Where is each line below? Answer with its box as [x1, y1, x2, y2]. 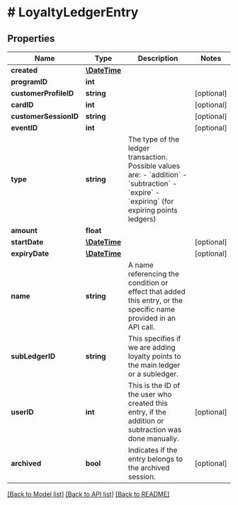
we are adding [127, 343, 176, 352]
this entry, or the [127, 295, 183, 305]
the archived [127, 463, 170, 472]
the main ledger [127, 361, 181, 370]
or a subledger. [127, 369, 179, 379]
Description [137, 54, 178, 63]
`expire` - [127, 188, 161, 197]
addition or [127, 416, 164, 426]
